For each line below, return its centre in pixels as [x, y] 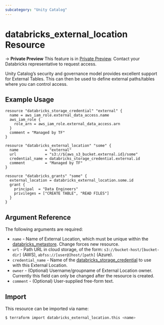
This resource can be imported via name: [47, 309]
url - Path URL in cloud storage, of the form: [58, 250]
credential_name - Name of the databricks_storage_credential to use [82, 260]
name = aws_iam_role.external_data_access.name [60, 115]
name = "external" [41, 150]
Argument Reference [38, 217]
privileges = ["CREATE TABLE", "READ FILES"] [62, 194]
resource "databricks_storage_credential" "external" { [64, 111]
